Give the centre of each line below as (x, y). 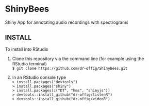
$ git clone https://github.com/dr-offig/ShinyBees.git (70, 68)
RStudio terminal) (29, 63)
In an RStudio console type (39, 77)
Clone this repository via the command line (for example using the (78, 59)
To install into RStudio (27, 49)
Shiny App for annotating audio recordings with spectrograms (67, 22)
